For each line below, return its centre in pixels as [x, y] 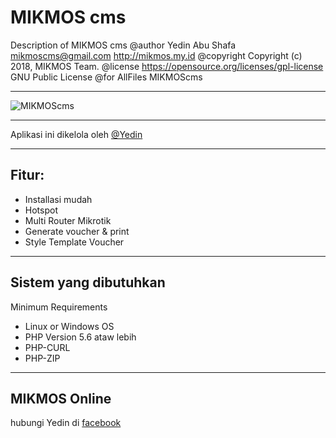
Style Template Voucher [74, 242]
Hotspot [41, 210]
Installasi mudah [58, 199]
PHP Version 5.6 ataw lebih [80, 337]
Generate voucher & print [77, 231]
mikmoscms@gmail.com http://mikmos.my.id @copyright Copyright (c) [156, 55]
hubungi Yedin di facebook [66, 423]
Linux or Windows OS [69, 326]
